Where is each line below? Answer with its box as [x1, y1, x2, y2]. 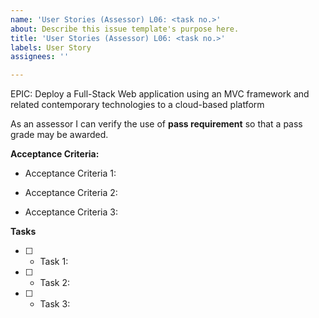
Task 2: [39, 277, 71, 289]
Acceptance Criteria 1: [24, 167, 117, 180]
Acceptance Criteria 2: [24, 187, 118, 199]
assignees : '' [10, 52, 70, 62]
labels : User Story [10, 42, 92, 53]
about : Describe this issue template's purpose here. [10, 24, 240, 34]
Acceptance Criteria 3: [24, 206, 118, 218]
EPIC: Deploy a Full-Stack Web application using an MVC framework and [10, 88, 310, 100]
